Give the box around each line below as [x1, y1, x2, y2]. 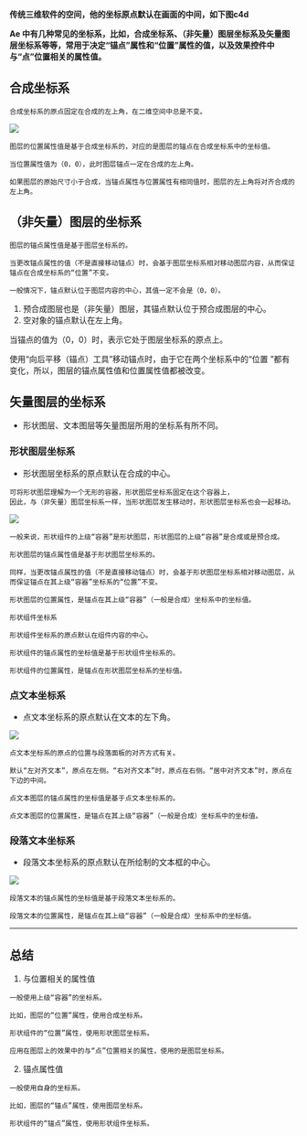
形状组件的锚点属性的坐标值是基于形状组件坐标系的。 [9, 648, 180, 658]
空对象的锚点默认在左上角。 [22, 315, 128, 326]
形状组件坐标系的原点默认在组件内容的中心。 [9, 630, 153, 639]
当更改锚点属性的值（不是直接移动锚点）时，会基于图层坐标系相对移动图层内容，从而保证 [9, 258, 295, 268]
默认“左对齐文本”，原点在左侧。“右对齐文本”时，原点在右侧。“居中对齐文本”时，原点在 [9, 766, 292, 776]
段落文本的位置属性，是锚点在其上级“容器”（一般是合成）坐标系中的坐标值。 [9, 912, 256, 921]
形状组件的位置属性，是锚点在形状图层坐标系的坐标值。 [9, 666, 187, 675]
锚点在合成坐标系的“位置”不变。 [9, 268, 113, 277]
